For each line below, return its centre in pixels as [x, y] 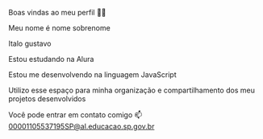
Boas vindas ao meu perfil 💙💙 [57, 12]
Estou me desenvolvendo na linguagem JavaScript [92, 75]
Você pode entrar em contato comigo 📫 [75, 115]
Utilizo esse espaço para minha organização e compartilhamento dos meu [132, 90]
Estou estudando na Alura [51, 59]
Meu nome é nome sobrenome [59, 28]
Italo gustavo [30, 43]
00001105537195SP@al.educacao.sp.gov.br [81, 126]
